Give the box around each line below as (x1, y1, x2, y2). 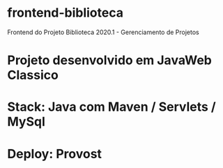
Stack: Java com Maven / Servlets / (7, 99, 216, 115)
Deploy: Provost (7, 146, 102, 162)
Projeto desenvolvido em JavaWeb (7, 52, 213, 68)
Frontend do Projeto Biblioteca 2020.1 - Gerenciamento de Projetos (7, 28, 200, 36)
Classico (7, 68, 59, 83)
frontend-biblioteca (7, 5, 124, 21)
